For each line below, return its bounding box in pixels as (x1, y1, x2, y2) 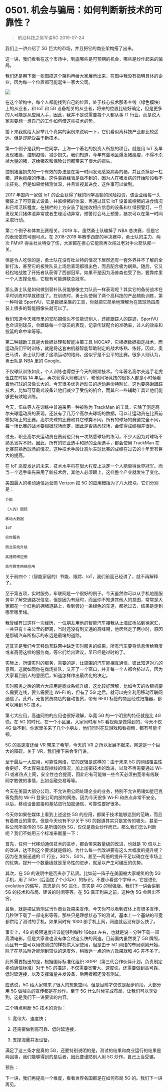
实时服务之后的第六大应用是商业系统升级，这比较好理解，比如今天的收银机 (5, 683, 158, 689)
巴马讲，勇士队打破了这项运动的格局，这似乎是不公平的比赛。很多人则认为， (5, 351, 163, 357)
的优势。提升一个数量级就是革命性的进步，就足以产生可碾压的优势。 (5, 860, 145, 866)
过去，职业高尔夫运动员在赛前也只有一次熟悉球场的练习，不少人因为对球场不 (5, 433, 163, 439)
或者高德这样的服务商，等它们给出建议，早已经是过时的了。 (5, 649, 128, 655)
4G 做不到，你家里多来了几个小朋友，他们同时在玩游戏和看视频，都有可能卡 (5, 725, 161, 731)
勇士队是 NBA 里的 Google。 (5, 358, 64, 364)
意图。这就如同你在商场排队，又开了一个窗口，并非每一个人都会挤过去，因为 (5, 666, 163, 672)
